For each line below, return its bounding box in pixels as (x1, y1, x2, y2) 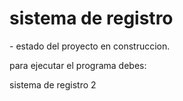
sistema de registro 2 (9, 78, 97, 91)
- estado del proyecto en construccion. (9, 40, 171, 52)
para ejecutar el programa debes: (9, 59, 147, 71)
